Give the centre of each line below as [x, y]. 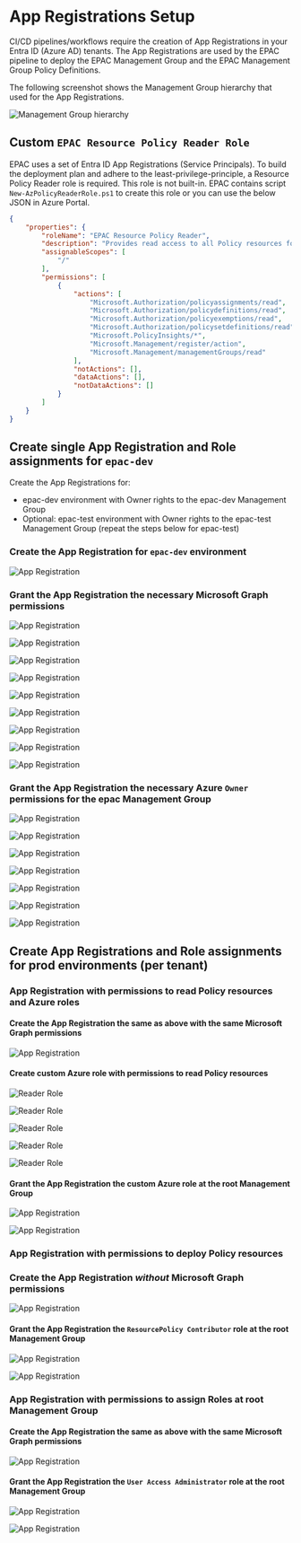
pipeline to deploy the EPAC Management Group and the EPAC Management [150, 60]
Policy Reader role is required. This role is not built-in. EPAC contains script [148, 183]
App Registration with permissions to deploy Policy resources [146, 1254]
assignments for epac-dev [82, 461]
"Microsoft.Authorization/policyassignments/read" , [188, 302]
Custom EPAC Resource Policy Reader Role [129, 142]
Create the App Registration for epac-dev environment [128, 552]
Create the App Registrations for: [70, 483]
